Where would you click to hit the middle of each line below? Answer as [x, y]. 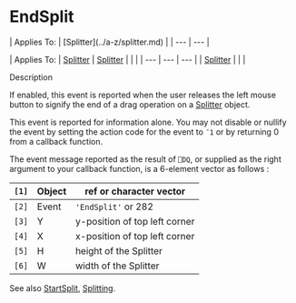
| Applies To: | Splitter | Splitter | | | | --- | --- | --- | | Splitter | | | [128, 59]
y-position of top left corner [135, 221]
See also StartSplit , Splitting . [63, 288]
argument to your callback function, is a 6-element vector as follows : [139, 168]
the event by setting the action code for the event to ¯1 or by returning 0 [144, 131]
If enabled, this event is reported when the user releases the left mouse [143, 95]
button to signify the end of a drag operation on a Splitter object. [130, 104]
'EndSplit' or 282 [115, 207]
